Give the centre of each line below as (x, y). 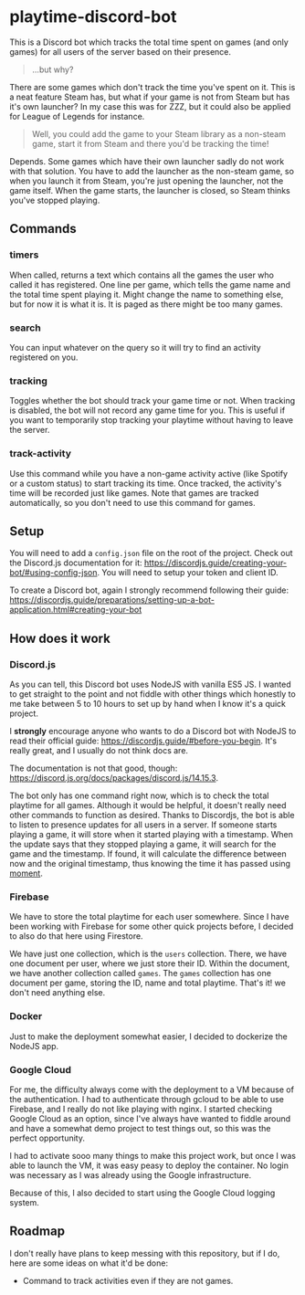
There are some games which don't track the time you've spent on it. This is (152, 87)
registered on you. (44, 357)
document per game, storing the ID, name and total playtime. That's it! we (147, 983)
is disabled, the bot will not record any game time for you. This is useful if (147, 411)
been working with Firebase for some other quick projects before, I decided (152, 927)
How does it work (60, 638)
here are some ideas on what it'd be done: (89, 1263)
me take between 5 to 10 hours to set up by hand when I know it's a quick (147, 704)
